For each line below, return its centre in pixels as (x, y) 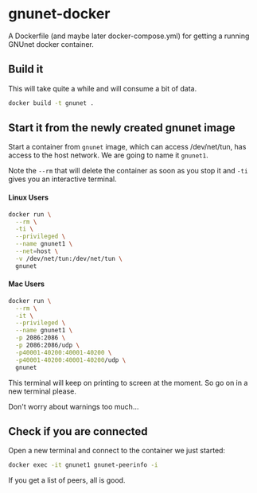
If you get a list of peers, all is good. (67, 480)
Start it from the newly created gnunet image (122, 128)
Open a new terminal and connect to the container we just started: (117, 451)
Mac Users (27, 284)
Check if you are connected (78, 431)
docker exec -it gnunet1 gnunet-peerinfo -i (83, 465)
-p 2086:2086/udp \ (48, 345)
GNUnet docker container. (51, 44)
